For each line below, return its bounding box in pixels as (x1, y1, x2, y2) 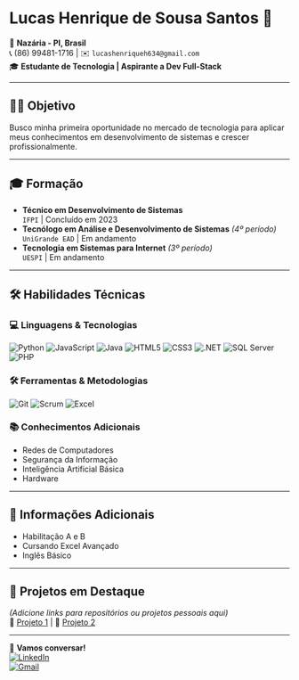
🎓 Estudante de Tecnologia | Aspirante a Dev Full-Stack (9, 61, 222, 71)
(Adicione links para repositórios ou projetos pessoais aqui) (9, 608, 229, 619)
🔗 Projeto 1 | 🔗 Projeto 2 (9, 617, 96, 627)
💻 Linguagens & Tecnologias (9, 318, 138, 331)
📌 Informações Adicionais (9, 507, 155, 522)
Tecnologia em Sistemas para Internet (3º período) (21, 242, 214, 253)
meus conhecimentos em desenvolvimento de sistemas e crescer (9, 131, 250, 142)
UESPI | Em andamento (21, 251, 105, 262)
